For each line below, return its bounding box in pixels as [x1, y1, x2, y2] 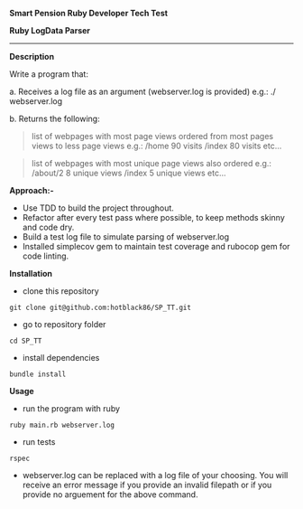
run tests [22, 437, 56, 447]
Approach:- [9, 185, 54, 195]
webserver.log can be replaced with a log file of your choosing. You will [22, 470, 289, 480]
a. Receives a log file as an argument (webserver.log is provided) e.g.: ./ [9, 86, 277, 97]
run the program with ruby [22, 403, 120, 414]
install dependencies [22, 353, 100, 363]
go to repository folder [22, 319, 106, 329]
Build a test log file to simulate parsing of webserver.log [22, 231, 230, 242]
